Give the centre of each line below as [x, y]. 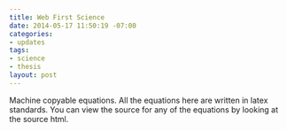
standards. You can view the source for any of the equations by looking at [144, 109]
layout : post [33, 75]
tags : [19, 50]
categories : [31, 34]
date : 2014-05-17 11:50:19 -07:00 [73, 26]
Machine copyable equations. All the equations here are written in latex [139, 100]
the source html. [39, 119]
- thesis [25, 67]
